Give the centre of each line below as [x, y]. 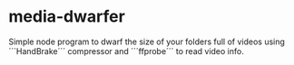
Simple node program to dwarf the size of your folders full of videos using [147, 42]
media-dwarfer [67, 17]
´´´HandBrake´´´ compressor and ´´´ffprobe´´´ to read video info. [126, 51]
